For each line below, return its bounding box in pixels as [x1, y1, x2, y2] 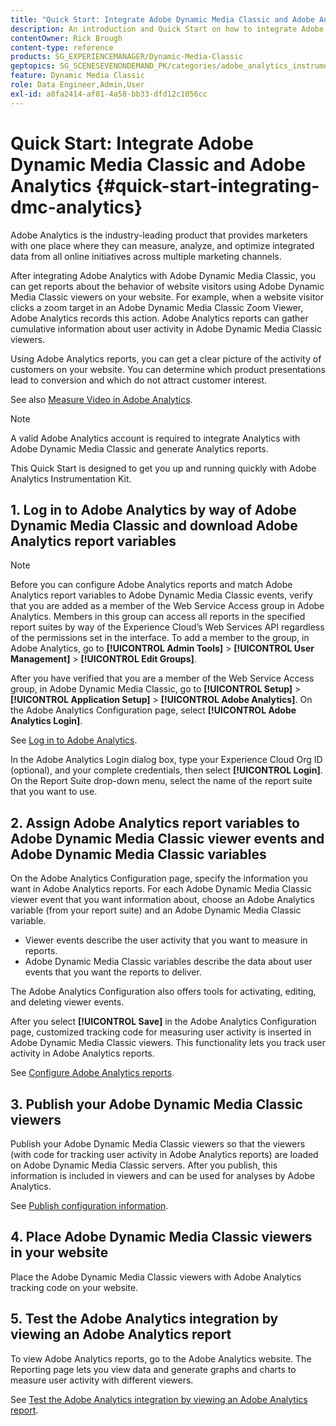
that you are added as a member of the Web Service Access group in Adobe [10, 600, 325, 612]
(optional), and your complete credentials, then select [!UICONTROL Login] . [10, 764, 323, 776]
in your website [10, 1244, 109, 1261]
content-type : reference [10, 42, 114, 53]
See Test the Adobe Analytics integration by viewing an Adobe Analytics [10, 1393, 308, 1405]
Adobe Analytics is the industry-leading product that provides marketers [10, 229, 308, 241]
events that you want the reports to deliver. [24, 966, 202, 978]
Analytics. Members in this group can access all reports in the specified [10, 611, 306, 623]
